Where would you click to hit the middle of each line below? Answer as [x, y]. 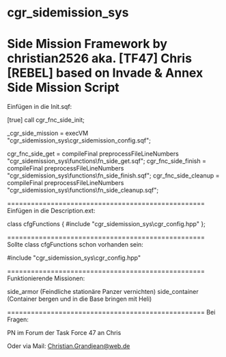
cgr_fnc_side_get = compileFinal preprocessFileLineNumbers [93, 154]
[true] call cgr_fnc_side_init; [46, 120]
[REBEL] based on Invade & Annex [105, 73]
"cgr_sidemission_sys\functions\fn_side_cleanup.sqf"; [83, 190]
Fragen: [18, 319]
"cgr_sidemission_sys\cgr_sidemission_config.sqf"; [79, 140]
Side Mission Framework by [87, 44]
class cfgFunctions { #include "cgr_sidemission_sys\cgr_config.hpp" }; [107, 224]
